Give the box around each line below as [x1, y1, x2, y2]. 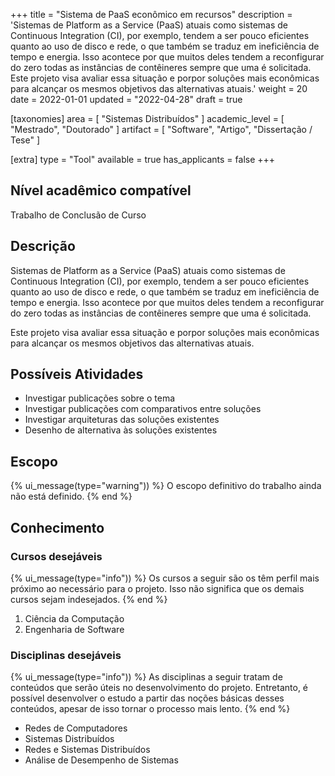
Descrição [10, 238, 76, 255]
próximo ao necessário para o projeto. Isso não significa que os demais [10, 582, 305, 594]
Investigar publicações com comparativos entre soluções [24, 403, 262, 415]
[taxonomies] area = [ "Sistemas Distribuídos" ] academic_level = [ [10, 113, 285, 124]
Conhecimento [10, 519, 105, 536]
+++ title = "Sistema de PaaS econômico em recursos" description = [10, 9, 293, 20]
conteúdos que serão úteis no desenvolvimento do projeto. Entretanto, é [10, 682, 309, 694]
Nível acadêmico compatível [10, 182, 192, 199]
